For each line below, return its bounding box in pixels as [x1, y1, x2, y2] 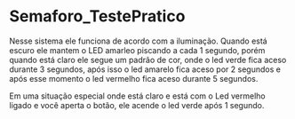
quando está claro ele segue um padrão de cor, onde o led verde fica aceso [9, 54, 287, 65]
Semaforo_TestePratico [9, 6, 186, 27]
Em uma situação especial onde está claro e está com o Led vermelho [9, 91, 266, 101]
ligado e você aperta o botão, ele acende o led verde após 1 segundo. [9, 99, 265, 110]
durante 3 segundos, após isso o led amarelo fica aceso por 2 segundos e [9, 64, 282, 75]
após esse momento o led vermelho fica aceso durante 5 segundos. [9, 73, 259, 83]
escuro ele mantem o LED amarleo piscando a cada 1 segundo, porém [9, 44, 266, 55]
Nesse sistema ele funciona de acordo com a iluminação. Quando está [9, 36, 268, 46]
